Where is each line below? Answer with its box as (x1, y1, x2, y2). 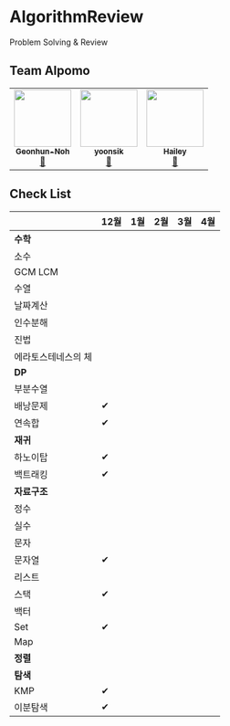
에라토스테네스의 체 (14, 350, 93, 363)
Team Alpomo (9, 63, 90, 79)
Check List (9, 186, 71, 202)
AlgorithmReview (9, 6, 144, 27)
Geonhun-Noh (15, 146, 70, 156)
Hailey (162, 146, 187, 156)
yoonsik (94, 146, 124, 156)
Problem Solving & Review (9, 37, 108, 47)
